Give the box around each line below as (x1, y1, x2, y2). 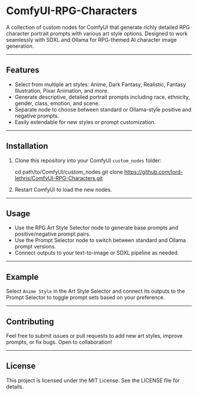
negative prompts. (14, 112, 60, 119)
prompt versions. (14, 243, 57, 250)
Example (6, 272, 39, 282)
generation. (6, 43, 34, 50)
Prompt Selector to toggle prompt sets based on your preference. (6, 294, 165, 301)
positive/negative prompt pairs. (14, 230, 91, 237)
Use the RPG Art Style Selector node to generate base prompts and (14, 224, 179, 231)
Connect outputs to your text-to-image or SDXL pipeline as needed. (14, 249, 179, 256)
